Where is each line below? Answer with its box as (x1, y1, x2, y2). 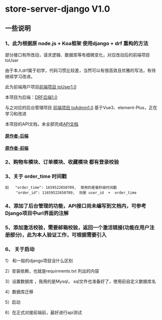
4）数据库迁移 (5, 289, 34, 295)
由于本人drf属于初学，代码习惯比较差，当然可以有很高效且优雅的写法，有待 (5, 67, 156, 73)
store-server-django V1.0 (5, 3, 110, 15)
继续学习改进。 (5, 73, 35, 79)
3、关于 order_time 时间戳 (5, 173, 67, 180)
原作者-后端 (5, 133, 29, 139)
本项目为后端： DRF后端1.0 (5, 94, 57, 100)
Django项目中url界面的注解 (5, 210, 69, 217)
